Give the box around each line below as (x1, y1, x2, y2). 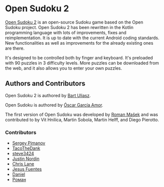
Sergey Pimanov (12, 140, 46, 146)
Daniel (12, 171, 25, 177)
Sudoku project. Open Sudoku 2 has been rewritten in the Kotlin (5, 24, 134, 30)
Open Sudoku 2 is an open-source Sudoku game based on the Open (5, 19, 143, 25)
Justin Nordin (12, 156, 40, 162)
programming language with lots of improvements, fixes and (5, 29, 126, 35)
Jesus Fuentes (12, 166, 42, 172)
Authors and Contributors (5, 80, 86, 88)
